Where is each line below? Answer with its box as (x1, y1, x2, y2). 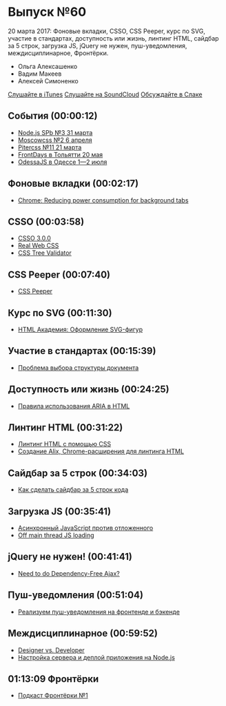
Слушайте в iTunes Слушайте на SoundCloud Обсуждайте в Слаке (8, 90, 203, 98)
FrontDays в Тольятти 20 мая (17, 150, 103, 158)
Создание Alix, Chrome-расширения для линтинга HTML (17, 447, 185, 455)
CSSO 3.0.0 (17, 234, 51, 242)
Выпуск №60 (8, 4, 87, 20)
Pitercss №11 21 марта (17, 143, 82, 152)
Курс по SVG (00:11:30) (8, 307, 112, 319)
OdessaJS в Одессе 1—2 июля (17, 158, 107, 166)
